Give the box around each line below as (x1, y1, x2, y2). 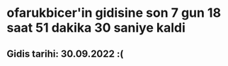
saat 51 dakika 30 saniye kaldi (6, 20, 186, 36)
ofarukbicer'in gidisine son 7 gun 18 (6, 5, 221, 21)
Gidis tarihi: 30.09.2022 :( (6, 48, 124, 60)
